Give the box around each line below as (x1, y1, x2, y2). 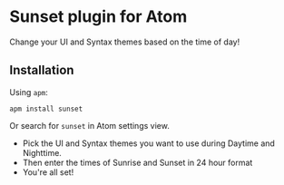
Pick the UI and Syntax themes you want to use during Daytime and (22, 138, 275, 149)
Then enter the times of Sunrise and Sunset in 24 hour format (22, 157, 253, 168)
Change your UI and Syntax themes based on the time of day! (9, 36, 240, 47)
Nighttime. (22, 147, 62, 158)
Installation (9, 63, 74, 78)
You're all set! (22, 166, 74, 178)
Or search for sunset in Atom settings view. (9, 120, 170, 131)
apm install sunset (9, 104, 83, 113)
